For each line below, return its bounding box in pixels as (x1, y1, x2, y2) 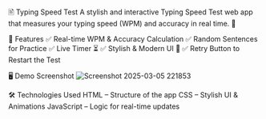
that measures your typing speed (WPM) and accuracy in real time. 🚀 (8, 19, 236, 28)
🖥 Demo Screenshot (8, 71, 75, 81)
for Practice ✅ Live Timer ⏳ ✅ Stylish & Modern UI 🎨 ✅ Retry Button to (8, 44, 240, 53)
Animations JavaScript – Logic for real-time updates (8, 101, 180, 111)
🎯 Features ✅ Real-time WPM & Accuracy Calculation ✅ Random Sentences (8, 34, 258, 43)
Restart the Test (8, 55, 61, 65)
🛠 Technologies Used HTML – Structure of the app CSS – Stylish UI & (8, 90, 239, 99)
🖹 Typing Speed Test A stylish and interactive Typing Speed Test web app (8, 7, 254, 17)
